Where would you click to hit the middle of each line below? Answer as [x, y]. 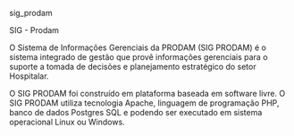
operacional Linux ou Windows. [67, 122]
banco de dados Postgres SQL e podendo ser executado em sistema [136, 112]
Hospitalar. [29, 76]
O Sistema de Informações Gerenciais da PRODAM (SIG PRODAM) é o [138, 47]
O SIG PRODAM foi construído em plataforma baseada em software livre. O [147, 93]
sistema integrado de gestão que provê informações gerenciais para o [139, 57]
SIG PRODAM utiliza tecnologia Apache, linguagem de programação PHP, [144, 103]
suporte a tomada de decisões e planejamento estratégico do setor [133, 67]
